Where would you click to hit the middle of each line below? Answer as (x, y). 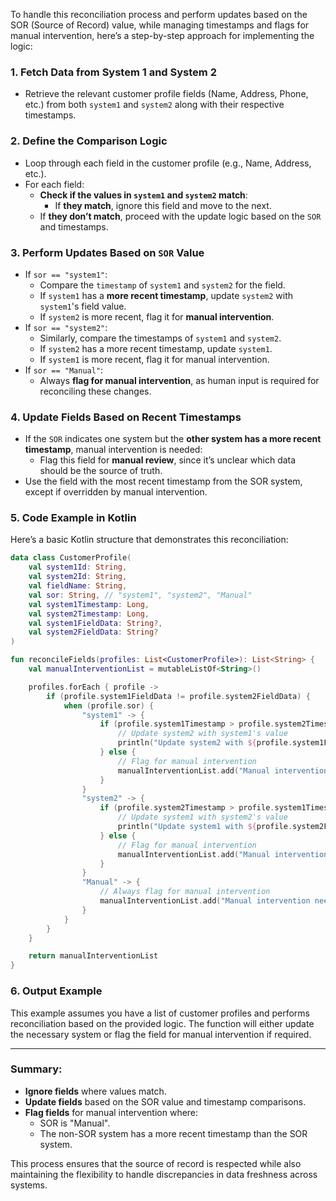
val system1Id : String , (78, 567)
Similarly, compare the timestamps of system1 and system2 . (160, 338)
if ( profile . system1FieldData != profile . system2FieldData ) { (178, 696)
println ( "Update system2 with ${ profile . (205, 743)
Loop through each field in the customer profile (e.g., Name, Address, (168, 163)
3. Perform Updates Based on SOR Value (107, 252)
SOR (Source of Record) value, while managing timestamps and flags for (160, 25)
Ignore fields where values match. (95, 1091)
